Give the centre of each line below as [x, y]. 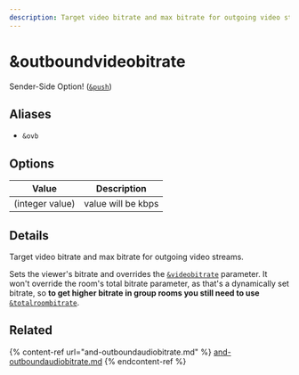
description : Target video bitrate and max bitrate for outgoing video [145, 17]
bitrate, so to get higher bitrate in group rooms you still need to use [134, 293]
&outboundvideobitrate [97, 61]
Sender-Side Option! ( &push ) [61, 86]
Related [31, 330]
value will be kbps [121, 204]
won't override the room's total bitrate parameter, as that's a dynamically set [149, 283]
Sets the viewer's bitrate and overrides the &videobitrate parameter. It [138, 274]
